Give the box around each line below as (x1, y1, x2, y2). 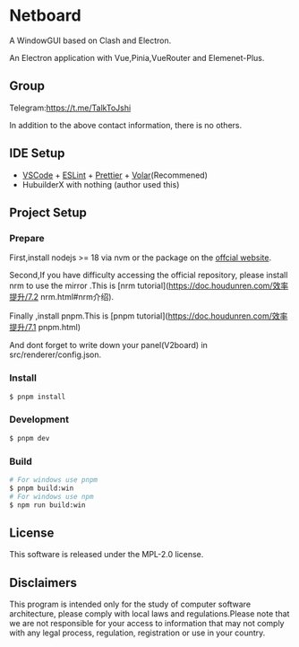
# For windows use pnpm (9, 475, 98, 485)
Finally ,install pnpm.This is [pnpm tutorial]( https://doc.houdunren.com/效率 (9, 310, 288, 321)
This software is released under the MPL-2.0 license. (9, 549, 204, 560)
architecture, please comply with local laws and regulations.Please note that (9, 608, 290, 619)
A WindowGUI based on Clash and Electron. (9, 35, 172, 46)
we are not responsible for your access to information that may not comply (9, 618, 285, 629)
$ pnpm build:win (9, 484, 74, 493)
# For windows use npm (9, 492, 94, 501)
